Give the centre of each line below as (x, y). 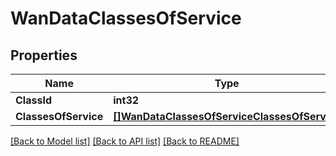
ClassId (33, 100)
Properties (44, 55)
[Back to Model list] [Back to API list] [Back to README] (125, 141)
